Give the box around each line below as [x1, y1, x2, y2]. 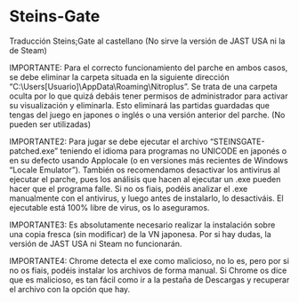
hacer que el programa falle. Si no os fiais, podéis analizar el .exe [9, 183, 248, 194]
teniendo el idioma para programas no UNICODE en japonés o [60, 145, 287, 156]
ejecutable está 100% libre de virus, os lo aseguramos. [9, 202, 210, 212]
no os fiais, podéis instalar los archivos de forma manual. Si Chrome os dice [9, 265, 287, 275]
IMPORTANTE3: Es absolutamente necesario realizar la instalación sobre [9, 219, 276, 230]
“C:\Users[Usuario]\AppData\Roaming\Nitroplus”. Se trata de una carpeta [9, 81, 278, 92]
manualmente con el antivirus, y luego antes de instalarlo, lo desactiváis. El [9, 193, 284, 203]
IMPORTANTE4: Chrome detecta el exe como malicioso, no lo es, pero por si [9, 255, 289, 266]
